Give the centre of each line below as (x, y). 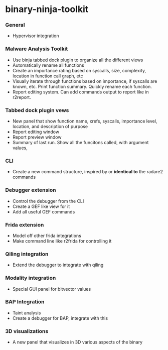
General (15, 25)
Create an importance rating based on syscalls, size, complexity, (79, 70)
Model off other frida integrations (47, 236)
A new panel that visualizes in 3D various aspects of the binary (77, 342)
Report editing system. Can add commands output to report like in (80, 92)
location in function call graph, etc (48, 76)
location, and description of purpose (50, 127)
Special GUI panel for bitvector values (52, 289)
